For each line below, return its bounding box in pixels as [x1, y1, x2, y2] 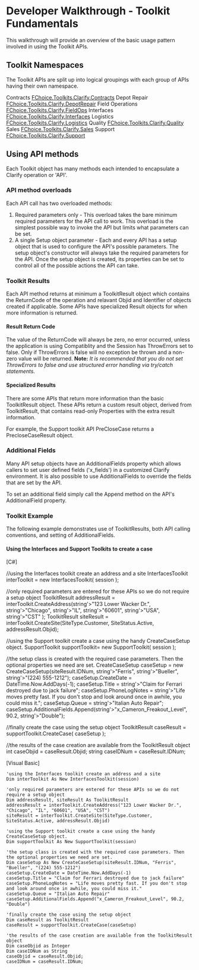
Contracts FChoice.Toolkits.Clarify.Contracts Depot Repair [6, 94, 149, 101]
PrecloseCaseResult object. [6, 431, 74, 439]
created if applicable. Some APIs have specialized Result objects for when [6, 303, 188, 310]
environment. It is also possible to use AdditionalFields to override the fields [6, 472, 192, 480]
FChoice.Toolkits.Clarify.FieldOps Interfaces [6, 106, 114, 114]
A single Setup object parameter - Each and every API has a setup [14, 237, 177, 244]
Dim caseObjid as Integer [6, 943, 70, 949]
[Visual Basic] [6, 760, 40, 767]
